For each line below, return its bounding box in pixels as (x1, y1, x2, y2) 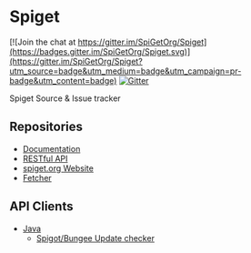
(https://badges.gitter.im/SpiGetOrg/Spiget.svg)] (9, 46, 191, 56)
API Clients (9, 198, 74, 215)
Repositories (9, 119, 84, 135)
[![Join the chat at (9, 36, 76, 47)
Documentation (22, 143, 81, 154)
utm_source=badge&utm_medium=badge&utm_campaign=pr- (9, 66, 242, 76)
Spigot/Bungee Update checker (35, 232, 155, 243)
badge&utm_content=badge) (9, 75, 117, 86)
